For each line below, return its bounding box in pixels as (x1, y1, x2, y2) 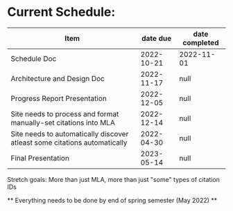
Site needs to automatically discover (10, 129, 129, 138)
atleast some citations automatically (10, 138, 128, 147)
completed (182, 37, 219, 47)
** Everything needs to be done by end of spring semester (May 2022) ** (7, 196, 218, 204)
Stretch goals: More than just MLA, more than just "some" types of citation (7, 175, 221, 183)
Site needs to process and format (10, 109, 119, 118)
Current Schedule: (7, 4, 116, 20)
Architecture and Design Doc (10, 73, 105, 83)
